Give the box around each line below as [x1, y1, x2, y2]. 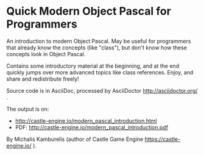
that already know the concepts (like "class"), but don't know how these [6, 44, 188, 51]
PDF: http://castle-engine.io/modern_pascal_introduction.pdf [15, 123, 169, 131]
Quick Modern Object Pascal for [6, 4, 172, 18]
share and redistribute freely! [6, 75, 79, 82]
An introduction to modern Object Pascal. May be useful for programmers [6, 37, 191, 45]
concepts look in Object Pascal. [6, 50, 86, 57]
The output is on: [6, 105, 49, 112]
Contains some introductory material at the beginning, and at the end [6, 62, 180, 70]
